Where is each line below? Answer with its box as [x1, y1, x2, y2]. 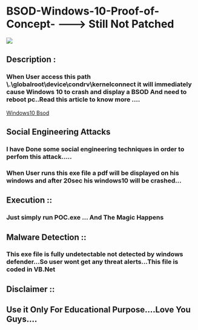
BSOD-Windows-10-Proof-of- [6, 4, 159, 18]
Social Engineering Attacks [6, 127, 111, 137]
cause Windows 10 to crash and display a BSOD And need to [6, 88, 187, 96]
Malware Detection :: [6, 232, 87, 242]
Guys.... [6, 314, 38, 325]
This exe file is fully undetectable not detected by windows [6, 250, 183, 258]
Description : [6, 55, 56, 65]
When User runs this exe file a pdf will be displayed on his [6, 169, 180, 177]
